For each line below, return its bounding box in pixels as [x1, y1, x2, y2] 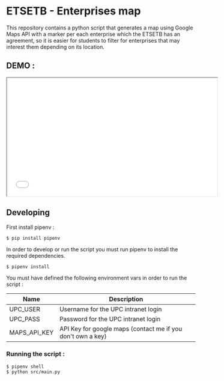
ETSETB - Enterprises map [6, 4, 141, 18]
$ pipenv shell [6, 364, 44, 370]
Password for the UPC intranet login [59, 314, 161, 323]
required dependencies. [6, 252, 65, 259]
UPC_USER [9, 305, 40, 313]
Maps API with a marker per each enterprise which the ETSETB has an [6, 30, 181, 37]
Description [109, 294, 144, 303]
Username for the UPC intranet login [59, 305, 162, 313]
